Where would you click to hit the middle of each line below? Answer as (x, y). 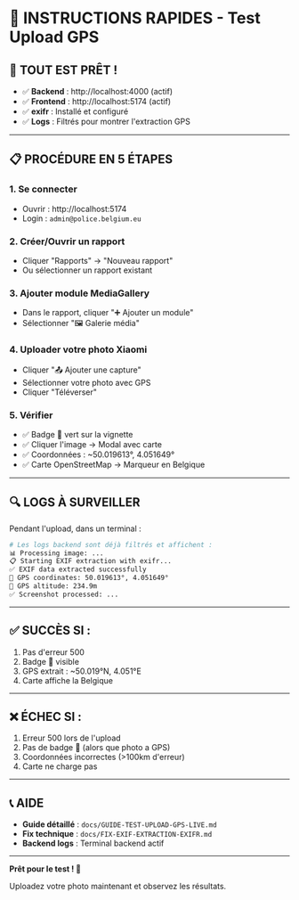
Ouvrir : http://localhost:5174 (74, 209)
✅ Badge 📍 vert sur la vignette (77, 434)
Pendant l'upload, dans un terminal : (76, 528)
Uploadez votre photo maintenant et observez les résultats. (118, 887)
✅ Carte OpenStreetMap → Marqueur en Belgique (113, 464)
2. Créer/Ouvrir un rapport (67, 241)
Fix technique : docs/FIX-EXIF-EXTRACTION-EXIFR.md (117, 834)
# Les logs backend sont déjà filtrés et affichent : (111, 544)
